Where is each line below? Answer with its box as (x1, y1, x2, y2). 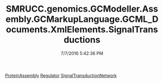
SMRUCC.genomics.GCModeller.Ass (5, 3, 159, 15)
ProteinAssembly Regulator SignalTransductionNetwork (5, 72, 117, 78)
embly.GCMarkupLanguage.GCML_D (5, 14, 159, 25)
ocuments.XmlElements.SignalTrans (5, 24, 159, 35)
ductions (63, 34, 101, 46)
